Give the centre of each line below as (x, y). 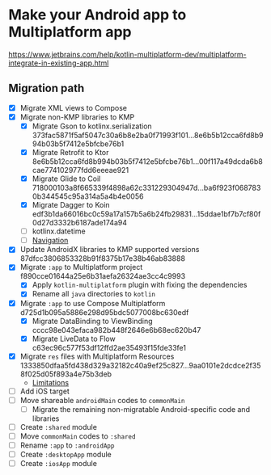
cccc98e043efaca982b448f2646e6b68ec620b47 (116, 330)
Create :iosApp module (58, 464)
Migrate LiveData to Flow (74, 338)
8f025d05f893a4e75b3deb (66, 374)
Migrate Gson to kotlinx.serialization (92, 126)
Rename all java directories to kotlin (94, 294)
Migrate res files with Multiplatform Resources (97, 356)
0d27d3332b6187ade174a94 (80, 223)
